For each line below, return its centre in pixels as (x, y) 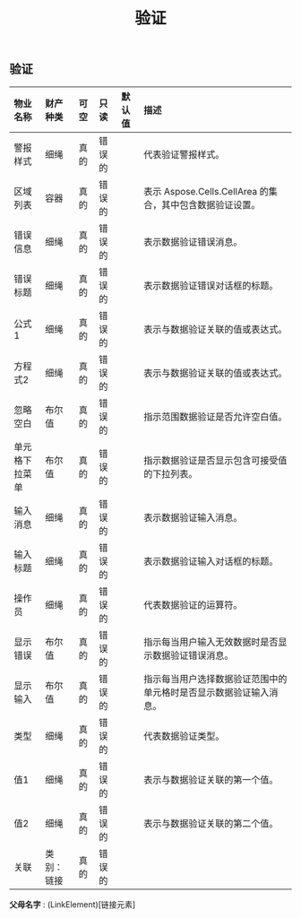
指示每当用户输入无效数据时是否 (211, 642)
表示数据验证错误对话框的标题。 (211, 285)
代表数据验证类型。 (184, 736)
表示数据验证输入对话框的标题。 (211, 561)
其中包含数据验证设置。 (211, 204)
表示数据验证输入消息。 (193, 517)
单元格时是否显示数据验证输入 (206, 692)
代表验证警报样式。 (184, 154)
